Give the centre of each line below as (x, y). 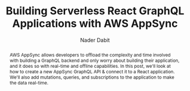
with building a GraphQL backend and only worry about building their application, (94, 60)
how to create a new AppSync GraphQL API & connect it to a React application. (92, 72)
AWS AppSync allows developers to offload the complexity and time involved (90, 55)
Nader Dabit (95, 40)
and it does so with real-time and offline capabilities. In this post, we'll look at (90, 66)
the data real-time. (29, 82)
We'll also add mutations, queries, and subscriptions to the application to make (92, 77)
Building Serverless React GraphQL (95, 11)
